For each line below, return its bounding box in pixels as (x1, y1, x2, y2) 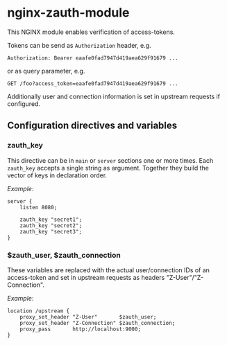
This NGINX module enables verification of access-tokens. (7, 28, 176, 36)
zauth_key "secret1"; (19, 216, 82, 223)
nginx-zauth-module (7, 5, 130, 21)
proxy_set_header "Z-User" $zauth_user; (19, 313, 157, 320)
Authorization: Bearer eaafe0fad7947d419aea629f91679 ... (7, 54, 178, 62)
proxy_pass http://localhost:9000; (19, 326, 141, 333)
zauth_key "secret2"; (19, 222, 82, 229)
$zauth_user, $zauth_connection (7, 250, 121, 260)
